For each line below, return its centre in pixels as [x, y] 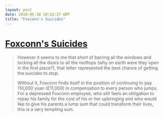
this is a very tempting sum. [46, 110]
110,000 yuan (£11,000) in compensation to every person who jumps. [87, 88]
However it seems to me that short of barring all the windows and [84, 57]
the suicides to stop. [38, 73]
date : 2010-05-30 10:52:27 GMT [38, 14]
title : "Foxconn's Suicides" [35, 19]
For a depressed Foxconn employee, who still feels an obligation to [85, 94]
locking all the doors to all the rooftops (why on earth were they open [88, 63]
